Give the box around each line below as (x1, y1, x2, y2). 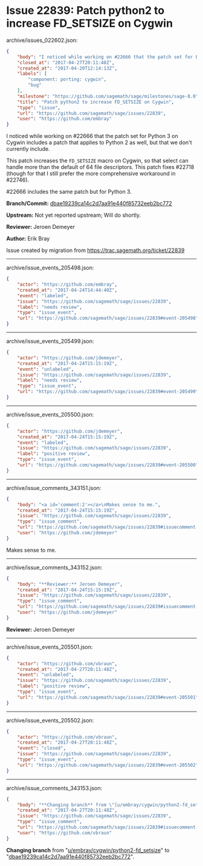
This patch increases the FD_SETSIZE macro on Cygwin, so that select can (6, 157, 188, 164)
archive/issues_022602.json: (6, 36, 78, 44)
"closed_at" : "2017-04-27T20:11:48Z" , (17, 59, 115, 65)
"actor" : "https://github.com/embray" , (17, 282, 118, 288)
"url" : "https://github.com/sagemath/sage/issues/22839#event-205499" (17, 389, 199, 395)
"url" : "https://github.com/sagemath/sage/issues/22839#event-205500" (17, 462, 199, 468)
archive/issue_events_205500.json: (6, 411, 94, 418)
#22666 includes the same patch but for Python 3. (6, 188, 132, 196)
